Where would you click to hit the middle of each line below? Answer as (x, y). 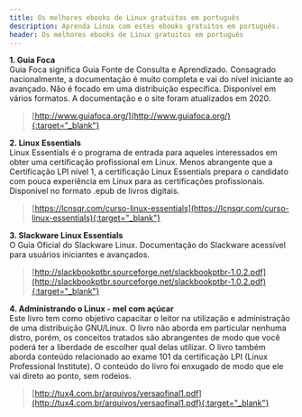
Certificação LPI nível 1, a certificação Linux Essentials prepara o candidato (149, 171)
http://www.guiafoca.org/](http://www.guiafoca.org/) (133, 116)
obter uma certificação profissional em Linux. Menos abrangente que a (141, 162)
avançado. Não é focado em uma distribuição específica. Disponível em (143, 89)
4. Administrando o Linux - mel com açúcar (92, 309)
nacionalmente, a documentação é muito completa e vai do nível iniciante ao (151, 79)
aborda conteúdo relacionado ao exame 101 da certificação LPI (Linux (139, 357)
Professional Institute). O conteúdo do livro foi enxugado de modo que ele (146, 366)
